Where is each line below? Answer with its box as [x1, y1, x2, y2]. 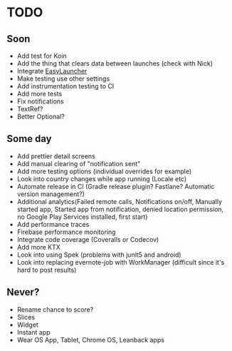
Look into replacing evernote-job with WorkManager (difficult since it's [16, 258, 225, 266]
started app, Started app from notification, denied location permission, [16, 205, 224, 213]
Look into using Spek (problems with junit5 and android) [16, 250, 182, 259]
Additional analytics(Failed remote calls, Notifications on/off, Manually [16, 197, 222, 205]
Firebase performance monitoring [16, 228, 116, 236]
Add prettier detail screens [16, 151, 95, 161]
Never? [6, 286, 40, 298]
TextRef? [16, 105, 43, 113]
